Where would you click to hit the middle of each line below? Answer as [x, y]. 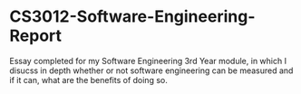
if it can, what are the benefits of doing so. [88, 80]
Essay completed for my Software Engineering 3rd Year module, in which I [148, 61]
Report [35, 36]
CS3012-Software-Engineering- [132, 17]
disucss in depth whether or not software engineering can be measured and [151, 70]
